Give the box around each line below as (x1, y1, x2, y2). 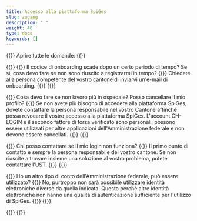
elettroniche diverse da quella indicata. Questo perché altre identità (6, 185, 169, 192)
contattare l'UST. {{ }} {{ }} (6, 161, 68, 168)
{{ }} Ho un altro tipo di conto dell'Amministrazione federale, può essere (6, 173, 178, 179)
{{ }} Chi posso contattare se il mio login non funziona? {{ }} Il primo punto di (6, 142, 189, 149)
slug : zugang (6, 14, 38, 20)
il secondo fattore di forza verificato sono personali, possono (28, 119, 175, 125)
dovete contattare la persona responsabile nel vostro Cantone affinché (6, 106, 178, 113)
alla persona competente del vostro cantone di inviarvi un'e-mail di (6, 76, 168, 83)
